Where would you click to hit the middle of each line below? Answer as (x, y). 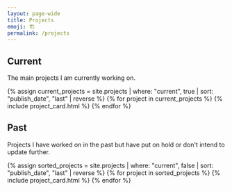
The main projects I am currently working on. (71, 78)
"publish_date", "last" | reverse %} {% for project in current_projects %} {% (115, 99)
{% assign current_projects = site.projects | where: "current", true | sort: (110, 92)
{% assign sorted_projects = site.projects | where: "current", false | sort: (110, 165)
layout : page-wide (34, 14)
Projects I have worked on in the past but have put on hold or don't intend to (116, 144)
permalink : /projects (39, 33)
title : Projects (31, 20)
